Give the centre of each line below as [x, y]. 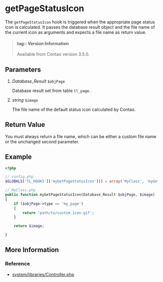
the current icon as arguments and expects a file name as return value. [76, 32]
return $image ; [29, 226]
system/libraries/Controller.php [43, 274]
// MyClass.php [20, 190]
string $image [25, 100]
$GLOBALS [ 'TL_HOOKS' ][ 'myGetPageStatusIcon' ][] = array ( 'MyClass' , [75, 181]
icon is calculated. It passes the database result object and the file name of [80, 27]
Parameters [23, 69]
